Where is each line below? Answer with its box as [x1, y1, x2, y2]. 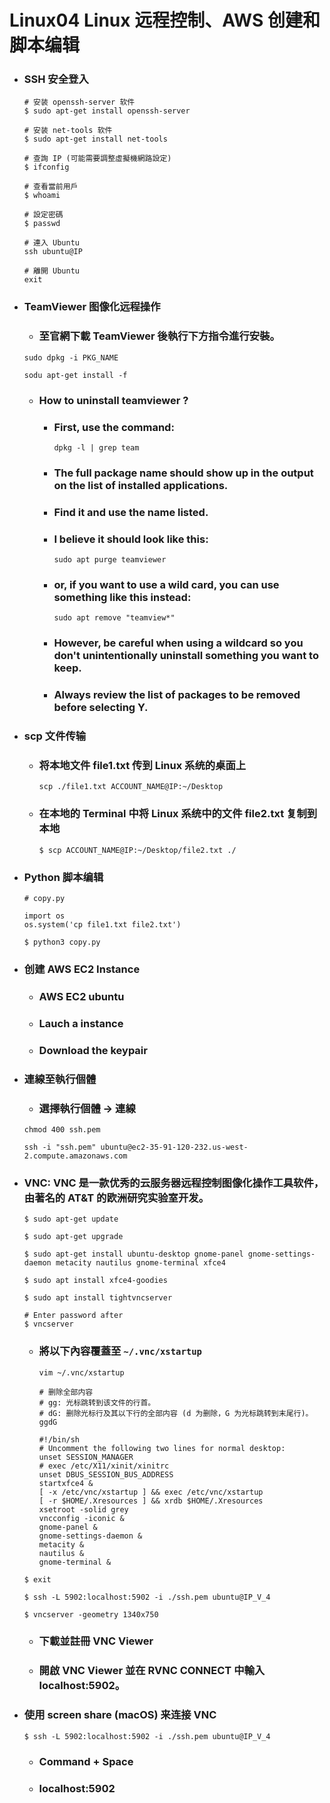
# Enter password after [23, 1311, 124, 1321]
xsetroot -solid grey [38, 1504, 129, 1515]
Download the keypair [38, 1043, 148, 1057]
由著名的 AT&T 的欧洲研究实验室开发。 [23, 1191, 210, 1205]
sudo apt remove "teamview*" [53, 613, 176, 623]
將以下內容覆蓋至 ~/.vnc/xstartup [38, 1344, 202, 1358]
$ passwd [23, 219, 61, 229]
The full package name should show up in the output [53, 466, 314, 480]
